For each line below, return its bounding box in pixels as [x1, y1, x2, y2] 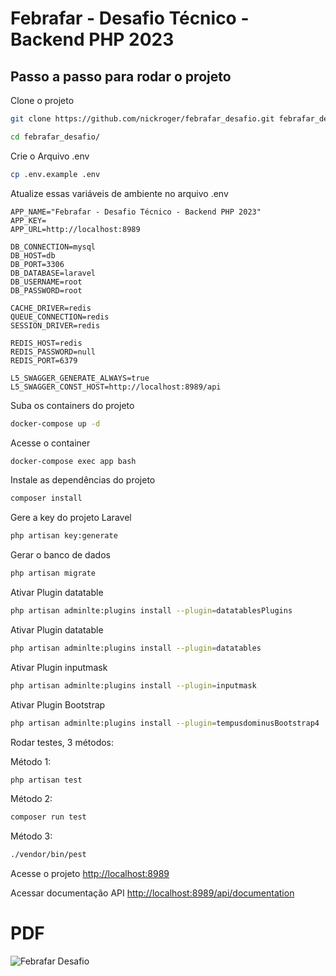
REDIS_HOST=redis [10, 338, 83, 348]
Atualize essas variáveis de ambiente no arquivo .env [10, 187, 229, 199]
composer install [10, 493, 83, 504]
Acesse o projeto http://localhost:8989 [10, 868, 170, 880]
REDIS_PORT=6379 [10, 355, 78, 366]
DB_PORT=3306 [10, 259, 65, 269]
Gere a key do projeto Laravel [10, 512, 132, 524]
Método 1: [10, 755, 52, 767]
